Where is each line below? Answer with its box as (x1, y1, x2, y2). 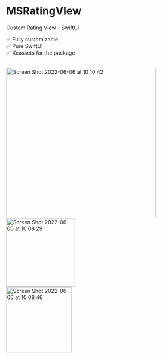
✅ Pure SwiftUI (6, 42, 43, 49)
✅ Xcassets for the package (6, 49, 75, 56)
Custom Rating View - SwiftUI (6, 24, 80, 31)
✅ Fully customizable (6, 35, 59, 43)
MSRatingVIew (6, 4, 82, 18)
